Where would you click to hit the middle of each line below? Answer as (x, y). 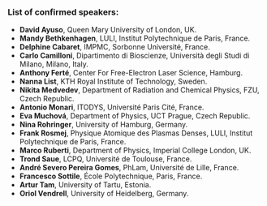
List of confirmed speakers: (63, 12)
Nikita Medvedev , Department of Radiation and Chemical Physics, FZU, (140, 90)
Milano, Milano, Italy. (54, 64)
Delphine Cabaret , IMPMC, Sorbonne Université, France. (114, 47)
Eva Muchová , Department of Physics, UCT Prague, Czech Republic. (135, 116)
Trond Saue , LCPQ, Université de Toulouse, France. (106, 159)
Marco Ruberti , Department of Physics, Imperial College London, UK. (135, 150)
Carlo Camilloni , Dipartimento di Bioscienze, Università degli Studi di (134, 56)
